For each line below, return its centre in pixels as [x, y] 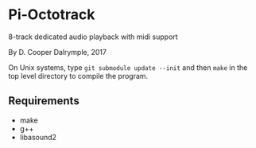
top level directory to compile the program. [78, 76]
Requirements [44, 101]
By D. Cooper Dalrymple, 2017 [58, 52]
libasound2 [38, 137]
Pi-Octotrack [52, 15]
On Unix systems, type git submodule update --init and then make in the [128, 67]
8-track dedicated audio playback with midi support [93, 37]
